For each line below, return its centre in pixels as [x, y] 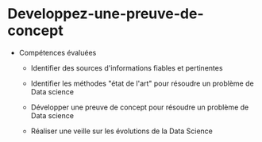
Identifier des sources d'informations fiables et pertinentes [127, 67]
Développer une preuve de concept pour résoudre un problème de [140, 107]
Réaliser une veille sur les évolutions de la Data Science [122, 131]
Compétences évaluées [58, 52]
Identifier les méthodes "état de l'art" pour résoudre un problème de [143, 83]
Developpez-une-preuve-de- [106, 14]
